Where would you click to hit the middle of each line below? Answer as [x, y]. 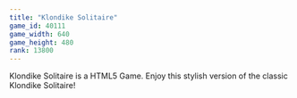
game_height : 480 [42, 42]
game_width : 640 [39, 34]
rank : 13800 [31, 51]
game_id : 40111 [38, 26]
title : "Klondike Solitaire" [64, 17]
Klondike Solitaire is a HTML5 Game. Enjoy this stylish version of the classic [149, 76]
